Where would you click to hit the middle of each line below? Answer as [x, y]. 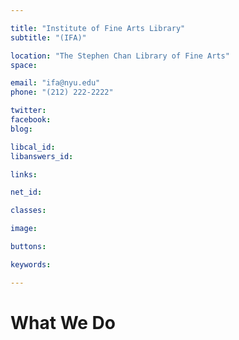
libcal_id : [33, 147]
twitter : [28, 111]
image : [24, 229]
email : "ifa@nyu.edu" [55, 83]
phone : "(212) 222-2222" [62, 92]
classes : [28, 211]
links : [24, 174]
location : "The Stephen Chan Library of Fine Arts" [120, 56]
